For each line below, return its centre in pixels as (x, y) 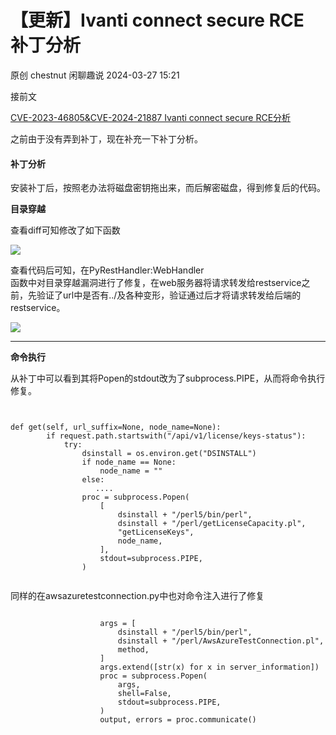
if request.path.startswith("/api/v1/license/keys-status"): (176, 436)
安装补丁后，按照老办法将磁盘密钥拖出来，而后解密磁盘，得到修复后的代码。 (168, 188)
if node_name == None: (129, 462)
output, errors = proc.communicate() (178, 720)
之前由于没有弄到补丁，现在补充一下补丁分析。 (106, 138)
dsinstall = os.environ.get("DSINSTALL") (169, 454)
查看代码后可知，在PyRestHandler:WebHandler (107, 270)
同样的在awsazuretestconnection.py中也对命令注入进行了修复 (137, 596)
